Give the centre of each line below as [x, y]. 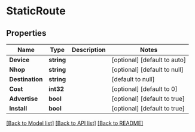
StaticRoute [36, 11]
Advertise [24, 99]
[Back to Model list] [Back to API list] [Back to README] [75, 123]
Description [89, 50]
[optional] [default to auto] [149, 60]
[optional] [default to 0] [144, 89]
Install [18, 108]
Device [19, 60]
